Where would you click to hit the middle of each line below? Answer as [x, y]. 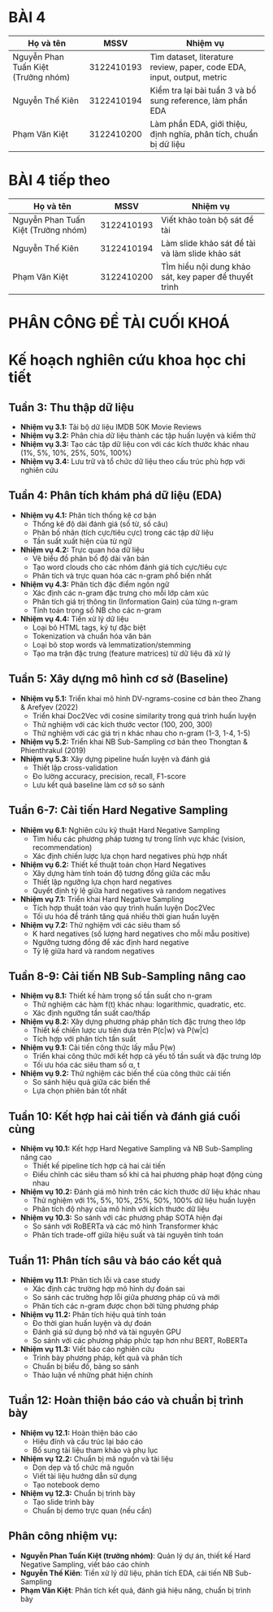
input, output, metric [188, 77]
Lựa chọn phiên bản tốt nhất [80, 1091]
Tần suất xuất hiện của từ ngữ [82, 541]
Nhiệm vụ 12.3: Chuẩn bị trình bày [78, 1493]
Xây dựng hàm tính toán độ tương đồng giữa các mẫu [121, 873]
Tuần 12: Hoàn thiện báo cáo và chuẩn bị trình [126, 1400]
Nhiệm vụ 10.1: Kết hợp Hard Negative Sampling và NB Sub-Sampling [136, 1149]
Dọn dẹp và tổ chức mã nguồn [83, 1467]
